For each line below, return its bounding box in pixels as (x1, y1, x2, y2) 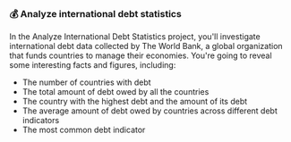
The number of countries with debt (21, 77, 151, 88)
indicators (21, 115, 60, 126)
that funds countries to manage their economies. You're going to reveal (9, 50, 272, 61)
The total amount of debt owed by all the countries (21, 87, 210, 97)
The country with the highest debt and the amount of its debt (21, 96, 248, 107)
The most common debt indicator (21, 124, 146, 136)
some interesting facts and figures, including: (9, 60, 176, 71)
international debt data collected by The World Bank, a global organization (9, 41, 284, 52)
